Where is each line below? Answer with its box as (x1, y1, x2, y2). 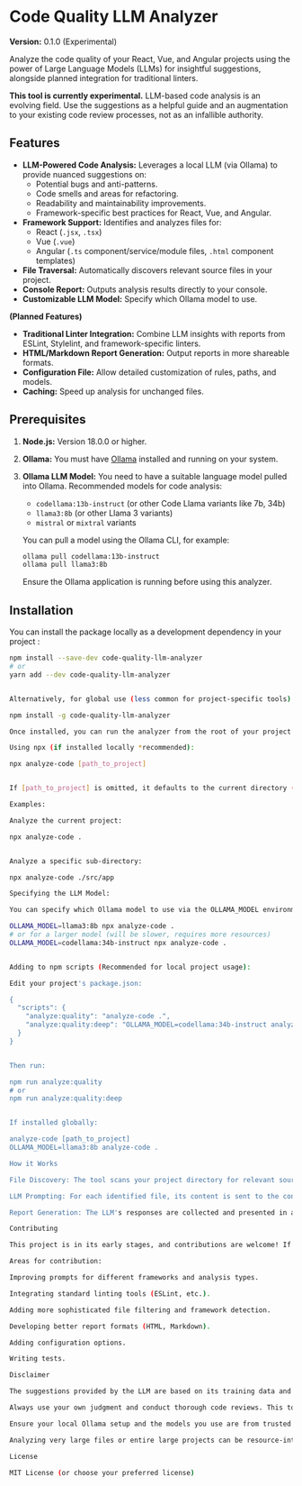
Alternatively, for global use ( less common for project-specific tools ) (9, 694, 292, 704)
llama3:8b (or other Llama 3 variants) (35, 507, 173, 518)
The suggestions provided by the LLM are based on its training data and (9, 1387, 292, 1396)
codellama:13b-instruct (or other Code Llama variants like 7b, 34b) (35, 497, 286, 508)
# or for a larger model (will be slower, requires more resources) (9, 930, 271, 939)
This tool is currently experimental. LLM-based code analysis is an (9, 90, 261, 101)
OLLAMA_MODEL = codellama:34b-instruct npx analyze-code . (9, 938, 227, 947)
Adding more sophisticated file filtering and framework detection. (9, 1305, 271, 1315)
